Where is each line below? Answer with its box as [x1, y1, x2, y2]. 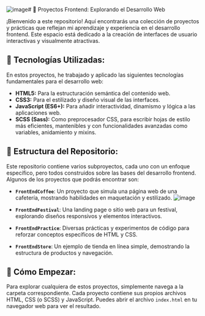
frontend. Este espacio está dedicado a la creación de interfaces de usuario [6, 31, 198, 38]
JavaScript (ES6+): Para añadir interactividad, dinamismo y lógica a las [15, 102, 196, 110]
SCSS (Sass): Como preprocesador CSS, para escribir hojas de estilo [15, 115, 191, 122]
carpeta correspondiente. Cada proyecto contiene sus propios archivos [6, 290, 187, 297]
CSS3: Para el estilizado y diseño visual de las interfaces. [15, 96, 160, 103]
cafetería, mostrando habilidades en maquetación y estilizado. [15, 194, 173, 201]
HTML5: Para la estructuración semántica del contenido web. [15, 89, 171, 97]
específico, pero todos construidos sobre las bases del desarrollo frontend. [6, 169, 196, 176]
